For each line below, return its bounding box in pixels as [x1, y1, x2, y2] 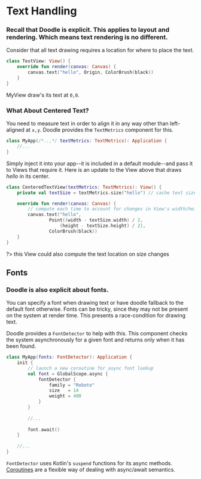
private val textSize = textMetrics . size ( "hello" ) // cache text [17, 190, 184, 196]
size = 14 [48, 387, 79, 393]
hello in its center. [6, 172, 50, 180]
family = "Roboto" [48, 382, 95, 388]
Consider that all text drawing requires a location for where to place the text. [6, 47, 194, 54]
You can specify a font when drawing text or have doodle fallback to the [6, 299, 184, 307]
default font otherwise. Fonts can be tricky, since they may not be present [6, 305, 188, 313]
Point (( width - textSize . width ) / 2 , [48, 217, 144, 223]
